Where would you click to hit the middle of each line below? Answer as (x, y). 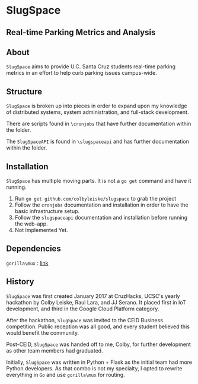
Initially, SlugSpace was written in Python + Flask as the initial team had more (99, 362)
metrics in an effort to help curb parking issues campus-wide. (82, 73)
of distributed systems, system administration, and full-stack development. (98, 112)
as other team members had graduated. (55, 350)
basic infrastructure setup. (47, 211)
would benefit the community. (42, 332)
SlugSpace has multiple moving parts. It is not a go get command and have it (99, 181)
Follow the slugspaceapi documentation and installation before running (101, 218)
